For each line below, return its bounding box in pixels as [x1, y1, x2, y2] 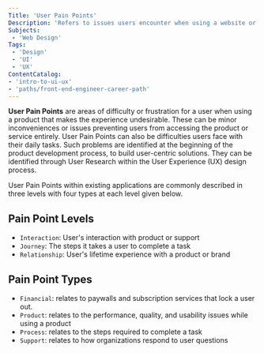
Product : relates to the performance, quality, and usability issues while [19, 310, 249, 320]
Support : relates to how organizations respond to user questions [19, 336, 228, 344]
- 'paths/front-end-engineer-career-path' [8, 84, 150, 93]
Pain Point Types [8, 272, 92, 286]
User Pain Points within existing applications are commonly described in [8, 181, 243, 190]
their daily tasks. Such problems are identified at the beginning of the [8, 140, 233, 150]
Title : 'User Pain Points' [8, 11, 97, 20]
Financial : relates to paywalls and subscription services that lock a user [19, 294, 255, 302]
